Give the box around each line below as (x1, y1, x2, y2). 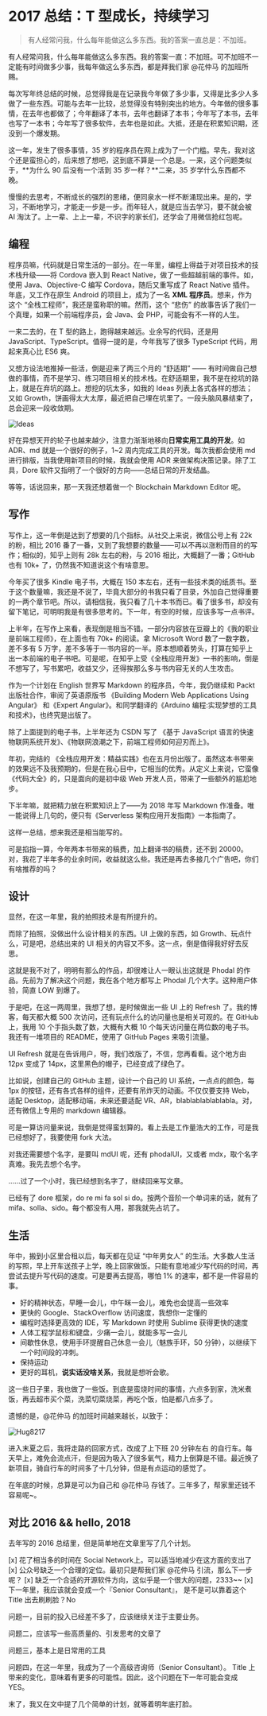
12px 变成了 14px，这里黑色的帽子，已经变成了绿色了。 (8, 1059, 189, 1069)
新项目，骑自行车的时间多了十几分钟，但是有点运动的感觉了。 (8, 1463, 211, 1473)
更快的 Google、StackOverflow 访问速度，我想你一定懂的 (19, 1308, 208, 1318)
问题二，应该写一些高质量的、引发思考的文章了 (8, 1629, 161, 1638)
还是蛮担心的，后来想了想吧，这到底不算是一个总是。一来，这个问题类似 (14, 155, 252, 165)
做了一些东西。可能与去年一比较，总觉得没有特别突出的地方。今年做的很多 (8, 99, 252, 108)
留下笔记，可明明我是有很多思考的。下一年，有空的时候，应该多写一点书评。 (8, 606, 259, 616)
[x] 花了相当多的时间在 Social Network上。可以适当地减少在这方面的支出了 (8, 1555, 252, 1564)
